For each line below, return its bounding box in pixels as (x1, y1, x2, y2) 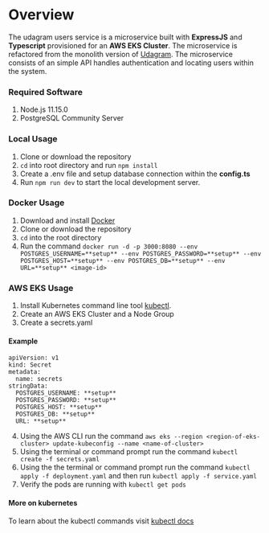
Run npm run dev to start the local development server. (19, 177, 201, 187)
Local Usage (8, 133, 58, 145)
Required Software (8, 86, 83, 97)
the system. (8, 66, 47, 76)
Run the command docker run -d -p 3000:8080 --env (19, 241, 198, 251)
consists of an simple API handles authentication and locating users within (8, 58, 255, 68)
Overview (8, 6, 75, 24)
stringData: (8, 382, 48, 391)
